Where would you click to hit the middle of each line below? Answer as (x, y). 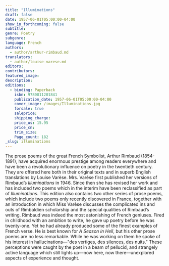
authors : (14, 48)
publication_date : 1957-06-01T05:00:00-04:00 (63, 99)
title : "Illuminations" (30, 10)
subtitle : (16, 29)
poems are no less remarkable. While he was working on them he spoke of (83, 237)
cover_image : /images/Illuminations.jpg (57, 104)
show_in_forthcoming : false (35, 24)
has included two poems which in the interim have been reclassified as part (84, 188)
